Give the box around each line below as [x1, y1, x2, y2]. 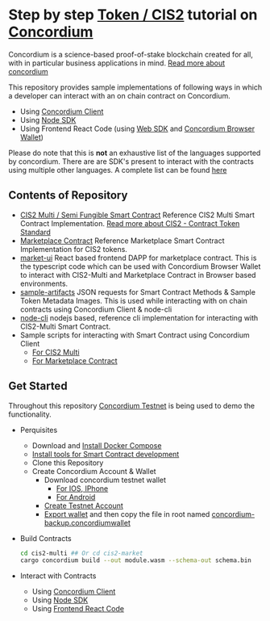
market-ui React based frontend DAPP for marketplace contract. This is [19, 253, 257, 262]
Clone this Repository [31, 458, 104, 468]
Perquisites [19, 425, 58, 434]
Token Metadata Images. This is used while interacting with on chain [19, 296, 247, 305]
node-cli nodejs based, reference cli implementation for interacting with [19, 313, 259, 322]
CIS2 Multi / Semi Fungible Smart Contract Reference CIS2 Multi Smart [19, 210, 255, 220]
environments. [19, 279, 69, 288]
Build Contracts [19, 533, 72, 543]
